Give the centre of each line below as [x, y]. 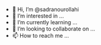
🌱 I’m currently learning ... [45, 22]
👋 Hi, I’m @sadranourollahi [46, 9]
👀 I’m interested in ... [38, 16]
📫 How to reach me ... [40, 36]
